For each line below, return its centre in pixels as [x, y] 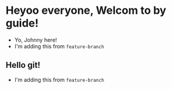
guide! [22, 23]
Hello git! [23, 65]
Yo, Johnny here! [36, 40]
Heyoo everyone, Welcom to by [86, 11]
